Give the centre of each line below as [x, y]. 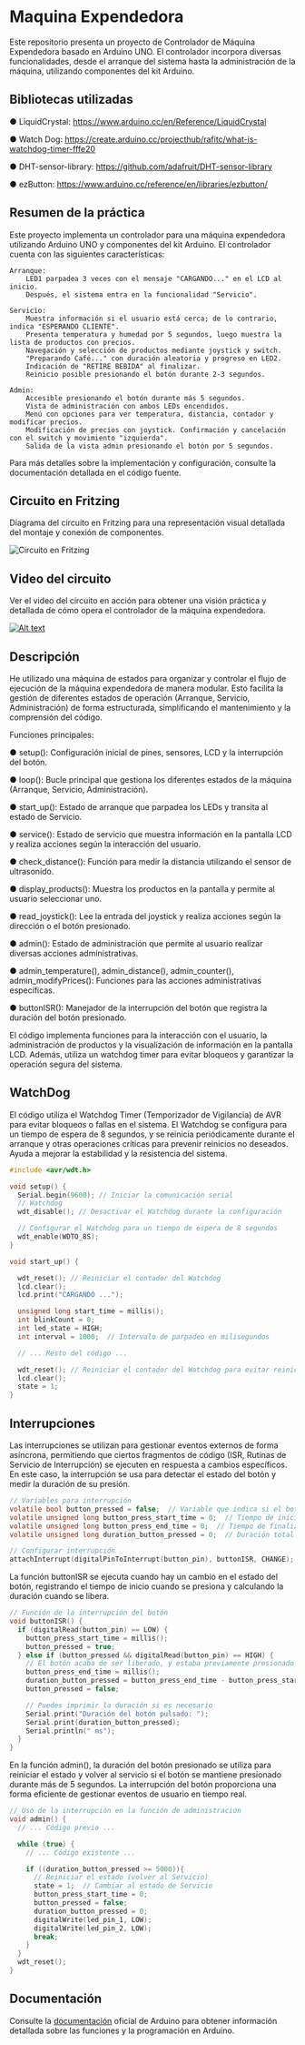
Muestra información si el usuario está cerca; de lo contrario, [152, 319]
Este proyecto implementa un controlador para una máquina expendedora [148, 235]
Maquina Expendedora [97, 17]
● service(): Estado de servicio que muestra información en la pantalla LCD [151, 834]
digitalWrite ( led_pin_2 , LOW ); [93, 1928]
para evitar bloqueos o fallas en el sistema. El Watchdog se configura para [148, 1124]
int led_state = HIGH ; [60, 1329]
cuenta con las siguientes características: [87, 254]
